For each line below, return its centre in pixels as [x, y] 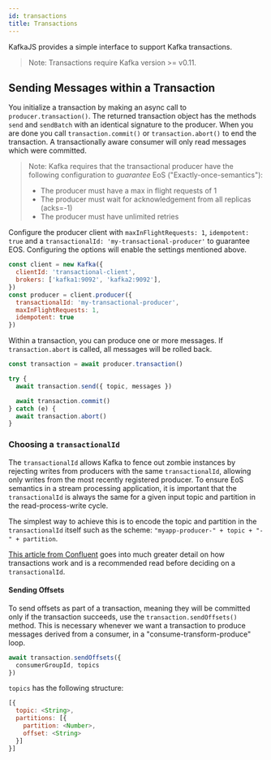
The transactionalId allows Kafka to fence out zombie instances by [122, 462]
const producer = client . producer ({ [70, 295]
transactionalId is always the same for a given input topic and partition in [132, 497]
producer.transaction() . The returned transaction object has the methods [133, 116]
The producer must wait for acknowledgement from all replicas [146, 199]
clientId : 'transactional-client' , [76, 272]
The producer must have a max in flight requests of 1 [129, 191]
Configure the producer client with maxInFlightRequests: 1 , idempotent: [129, 232]
